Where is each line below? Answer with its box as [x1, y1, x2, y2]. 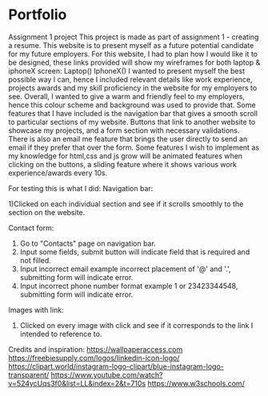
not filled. [19, 255, 52, 265]
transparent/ [8, 370, 50, 379]
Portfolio [8, 6, 67, 24]
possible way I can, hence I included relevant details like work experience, [8, 74, 254, 84]
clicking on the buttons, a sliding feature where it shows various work [8, 159, 238, 169]
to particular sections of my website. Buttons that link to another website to [8, 117, 256, 126]
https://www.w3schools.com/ [147, 378, 246, 388]
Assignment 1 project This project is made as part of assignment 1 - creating [8, 32, 259, 42]
